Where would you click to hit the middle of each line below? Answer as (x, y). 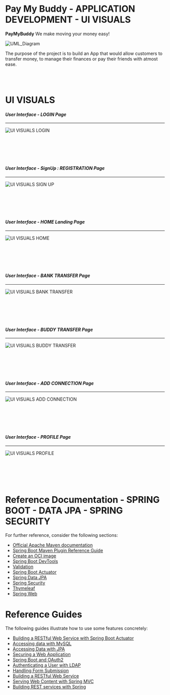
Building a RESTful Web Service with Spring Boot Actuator (73, 638)
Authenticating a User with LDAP (47, 665)
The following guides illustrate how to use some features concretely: (77, 628)
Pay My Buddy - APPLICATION (70, 9)
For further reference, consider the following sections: (61, 535)
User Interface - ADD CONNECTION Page (50, 383)
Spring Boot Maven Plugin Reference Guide (58, 551)
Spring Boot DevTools (35, 561)
